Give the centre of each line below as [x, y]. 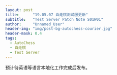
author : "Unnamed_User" [35, 24]
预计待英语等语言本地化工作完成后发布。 [48, 67]
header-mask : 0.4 [24, 33]
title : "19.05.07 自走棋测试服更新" [47, 15]
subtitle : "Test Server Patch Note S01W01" [54, 19]
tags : [11, 39]
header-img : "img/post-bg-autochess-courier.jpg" [59, 29]
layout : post [19, 10]
